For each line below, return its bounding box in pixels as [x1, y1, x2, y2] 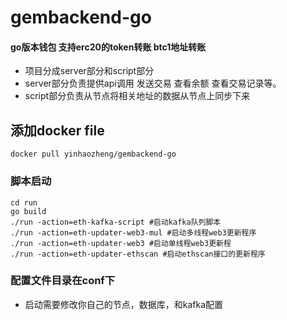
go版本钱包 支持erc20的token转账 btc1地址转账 [10, 41, 207, 53]
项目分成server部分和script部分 [24, 65, 155, 77]
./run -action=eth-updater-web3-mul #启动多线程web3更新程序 [10, 227, 257, 238]
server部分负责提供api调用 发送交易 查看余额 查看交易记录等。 [24, 77, 282, 90]
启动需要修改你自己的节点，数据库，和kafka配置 [24, 298, 224, 310]
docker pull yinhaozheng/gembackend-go [10, 149, 177, 160]
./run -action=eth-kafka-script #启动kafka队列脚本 [10, 217, 222, 227]
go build [10, 206, 47, 216]
